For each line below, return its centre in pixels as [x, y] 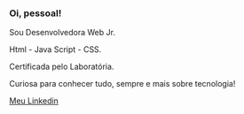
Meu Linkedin [34, 101]
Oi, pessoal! [35, 13]
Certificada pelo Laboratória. [62, 67]
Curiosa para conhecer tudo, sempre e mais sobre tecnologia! [122, 84]
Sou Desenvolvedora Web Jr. [62, 33]
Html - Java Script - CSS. [55, 49]
